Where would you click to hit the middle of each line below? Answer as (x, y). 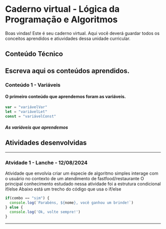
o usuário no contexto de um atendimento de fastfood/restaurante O (75, 179)
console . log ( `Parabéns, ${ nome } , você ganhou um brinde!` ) (72, 203)
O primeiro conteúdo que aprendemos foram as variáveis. (65, 97)
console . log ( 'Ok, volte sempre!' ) (45, 212)
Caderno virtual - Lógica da (62, 9)
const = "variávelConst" (31, 116)
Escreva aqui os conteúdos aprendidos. (67, 71)
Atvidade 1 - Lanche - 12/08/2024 (46, 162)
